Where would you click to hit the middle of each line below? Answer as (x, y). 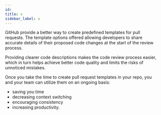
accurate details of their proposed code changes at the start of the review (79, 43)
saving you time (28, 92)
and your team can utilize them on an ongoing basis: (58, 82)
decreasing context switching (42, 97)
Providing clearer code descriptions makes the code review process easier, (81, 57)
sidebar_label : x (23, 19)
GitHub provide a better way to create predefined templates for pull (73, 33)
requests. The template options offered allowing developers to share (74, 38)
